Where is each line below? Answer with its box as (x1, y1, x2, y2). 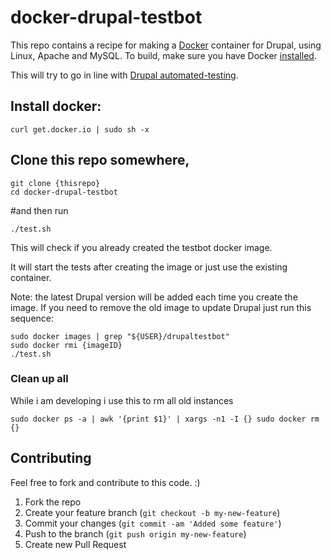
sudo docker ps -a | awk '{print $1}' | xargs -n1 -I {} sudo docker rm (10, 414, 320, 424)
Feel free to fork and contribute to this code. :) (10, 476, 201, 488)
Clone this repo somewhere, (10, 152, 190, 169)
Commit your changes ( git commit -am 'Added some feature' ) (24, 517, 282, 529)
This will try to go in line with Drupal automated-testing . (10, 69, 239, 81)
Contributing (10, 450, 92, 467)
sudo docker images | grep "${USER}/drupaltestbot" (10, 331, 230, 341)
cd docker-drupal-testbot (10, 187, 118, 197)
